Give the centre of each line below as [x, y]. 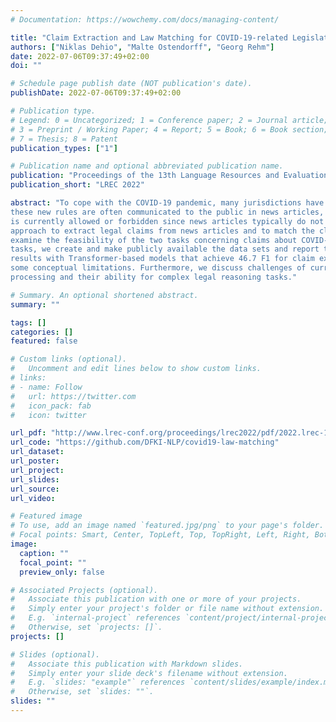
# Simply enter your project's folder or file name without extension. [167, 609]
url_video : [33, 498]
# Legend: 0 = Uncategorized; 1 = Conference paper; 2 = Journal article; [169, 120]
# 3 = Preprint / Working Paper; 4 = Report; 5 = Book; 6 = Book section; [169, 129]
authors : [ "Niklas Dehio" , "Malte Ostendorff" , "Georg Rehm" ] [142, 47]
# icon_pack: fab [51, 406]
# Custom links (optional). [69, 359]
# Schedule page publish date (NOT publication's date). [131, 84]
